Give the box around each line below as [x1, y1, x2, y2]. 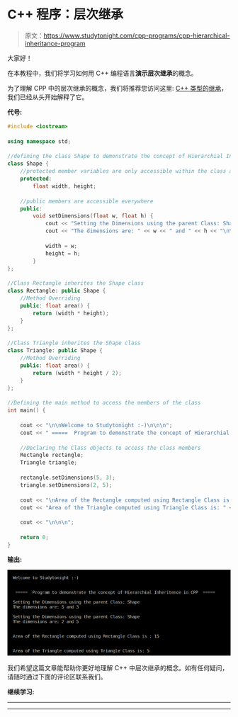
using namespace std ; [7, 137, 72, 145]
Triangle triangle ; [20, 459, 78, 466]
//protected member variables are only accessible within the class [20, 168, 227, 175]
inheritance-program [24, 39, 86, 47]
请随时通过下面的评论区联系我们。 [7, 672, 107, 681]
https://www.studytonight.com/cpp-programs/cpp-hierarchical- [43, 31, 230, 40]
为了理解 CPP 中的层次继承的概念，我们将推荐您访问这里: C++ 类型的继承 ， [7, 84, 228, 92]
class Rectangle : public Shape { [7, 288, 106, 295]
